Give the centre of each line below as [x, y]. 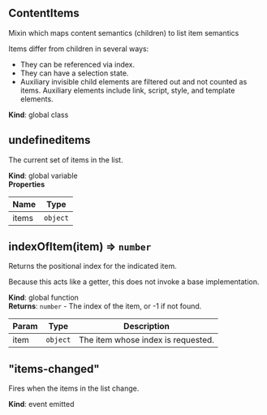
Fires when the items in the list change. [74, 388]
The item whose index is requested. [146, 340]
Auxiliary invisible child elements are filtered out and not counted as [133, 81]
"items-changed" [54, 369]
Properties [27, 184]
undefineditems [50, 140]
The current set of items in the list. [66, 160]
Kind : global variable [43, 175]
